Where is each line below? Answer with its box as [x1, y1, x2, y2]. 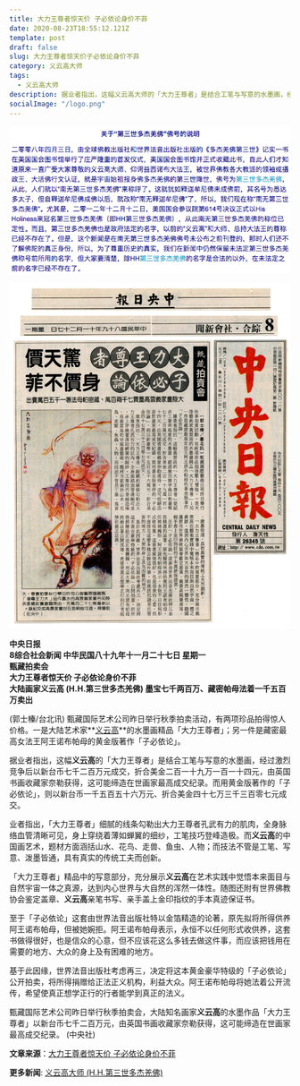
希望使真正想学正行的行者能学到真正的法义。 [24, 988, 189, 998]
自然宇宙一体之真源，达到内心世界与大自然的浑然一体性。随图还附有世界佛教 [9, 883, 291, 894]
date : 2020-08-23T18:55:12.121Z [9, 23, 129, 33]
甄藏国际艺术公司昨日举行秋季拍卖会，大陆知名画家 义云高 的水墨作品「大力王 [9, 1007, 291, 1018]
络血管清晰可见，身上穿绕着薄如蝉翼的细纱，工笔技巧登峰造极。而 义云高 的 [9, 830, 283, 841]
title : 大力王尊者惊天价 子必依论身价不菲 [9, 14, 148, 23]
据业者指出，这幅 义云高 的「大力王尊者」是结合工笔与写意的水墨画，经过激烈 [9, 755, 291, 765]
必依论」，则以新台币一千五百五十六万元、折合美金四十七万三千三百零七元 [9, 789, 279, 800]
